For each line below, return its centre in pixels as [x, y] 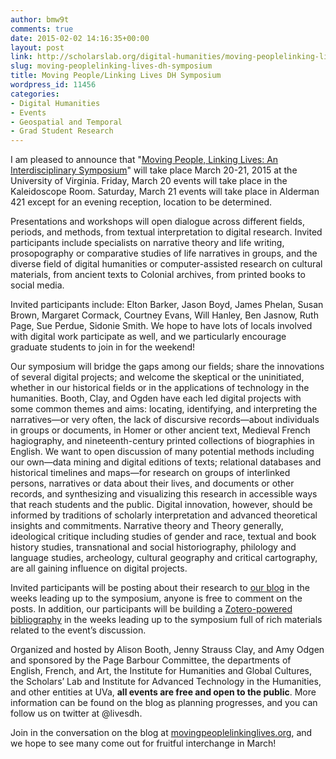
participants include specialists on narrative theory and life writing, [147, 243]
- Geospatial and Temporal [66, 122]
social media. [37, 285]
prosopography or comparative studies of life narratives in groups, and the [164, 253]
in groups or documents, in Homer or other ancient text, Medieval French [160, 430]
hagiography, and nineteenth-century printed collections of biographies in [162, 441]
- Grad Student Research [62, 131]
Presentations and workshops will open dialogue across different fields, [157, 222]
